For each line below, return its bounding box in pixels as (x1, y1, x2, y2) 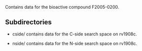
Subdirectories (5, 18, 52, 26)
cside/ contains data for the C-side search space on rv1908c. (12, 31, 137, 37)
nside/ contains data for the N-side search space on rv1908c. (12, 40, 138, 46)
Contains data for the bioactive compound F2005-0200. (5, 4, 119, 10)
